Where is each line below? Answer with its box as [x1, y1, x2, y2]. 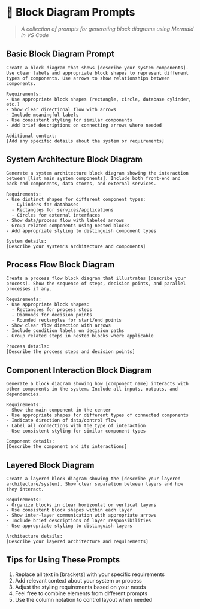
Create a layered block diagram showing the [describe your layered [6, 476, 181, 482]
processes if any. [6, 286, 52, 292]
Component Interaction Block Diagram [6, 365, 153, 375]
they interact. [6, 486, 44, 492]
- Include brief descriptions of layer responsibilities [6, 517, 151, 523]
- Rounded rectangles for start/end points [11, 317, 122, 324]
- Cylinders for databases [11, 202, 79, 208]
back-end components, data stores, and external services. [6, 181, 157, 187]
